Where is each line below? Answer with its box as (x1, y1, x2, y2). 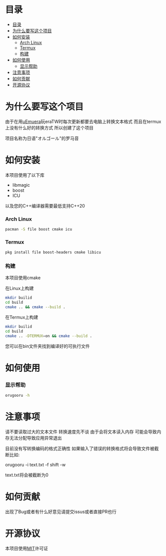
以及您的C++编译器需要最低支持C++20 (5, 203, 85, 209)
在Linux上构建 (5, 285, 34, 291)
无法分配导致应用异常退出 (9, 435, 62, 441)
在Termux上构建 (5, 314, 38, 321)
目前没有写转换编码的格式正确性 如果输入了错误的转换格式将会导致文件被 (5, 445, 155, 451)
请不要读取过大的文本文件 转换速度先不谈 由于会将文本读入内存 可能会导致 (5, 429, 157, 435)
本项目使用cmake (5, 275, 41, 281)
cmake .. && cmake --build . (5, 305, 66, 310)
